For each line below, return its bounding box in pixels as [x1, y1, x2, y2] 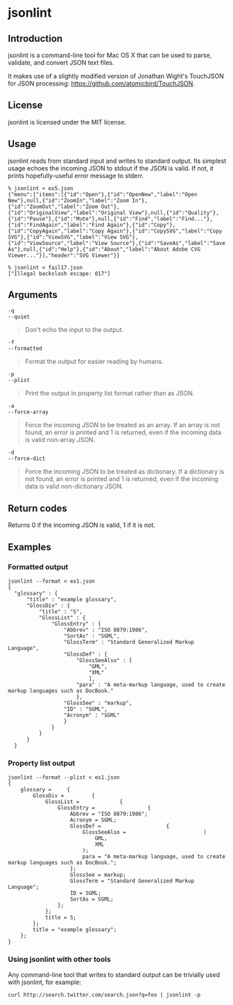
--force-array [8, 409, 49, 416]
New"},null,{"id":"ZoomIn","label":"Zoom [8, 197, 130, 204]
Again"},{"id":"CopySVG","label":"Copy [107, 228, 223, 235]
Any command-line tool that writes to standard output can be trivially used [8, 970, 221, 979]
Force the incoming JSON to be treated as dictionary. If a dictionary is [24, 468, 225, 476]
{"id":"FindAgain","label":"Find [8, 221, 105, 228]
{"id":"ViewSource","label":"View [8, 239, 108, 246]
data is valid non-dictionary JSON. [24, 482, 123, 491]
